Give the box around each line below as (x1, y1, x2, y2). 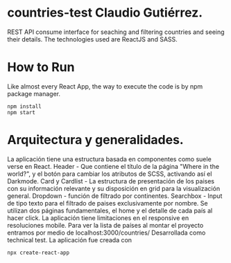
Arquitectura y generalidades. (7, 132, 184, 148)
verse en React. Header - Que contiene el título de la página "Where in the (7, 162, 220, 170)
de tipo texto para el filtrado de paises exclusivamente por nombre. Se (7, 199, 208, 207)
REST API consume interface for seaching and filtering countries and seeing (7, 28, 225, 36)
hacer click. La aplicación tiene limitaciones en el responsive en (7, 213, 189, 222)
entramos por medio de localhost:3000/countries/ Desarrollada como (7, 228, 206, 237)
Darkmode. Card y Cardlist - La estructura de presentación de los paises (7, 176, 215, 185)
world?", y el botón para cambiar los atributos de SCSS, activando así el (7, 170, 212, 178)
